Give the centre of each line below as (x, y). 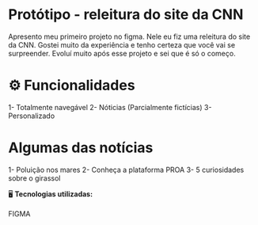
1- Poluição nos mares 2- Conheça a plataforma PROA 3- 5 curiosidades (126, 170)
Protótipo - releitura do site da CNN (126, 15)
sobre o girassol (34, 178)
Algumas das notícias (81, 148)
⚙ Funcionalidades (72, 86)
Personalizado (32, 116)
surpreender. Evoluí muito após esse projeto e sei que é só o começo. (122, 53)
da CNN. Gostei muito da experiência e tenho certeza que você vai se (122, 44)
